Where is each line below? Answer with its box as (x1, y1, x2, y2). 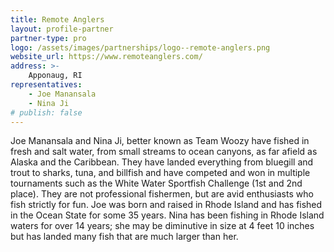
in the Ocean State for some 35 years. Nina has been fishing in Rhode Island (10, 209, 325, 221)
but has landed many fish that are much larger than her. (10, 231, 239, 243)
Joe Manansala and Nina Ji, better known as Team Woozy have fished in (10, 135, 310, 147)
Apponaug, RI (28, 71, 83, 81)
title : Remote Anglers (10, 14, 105, 25)
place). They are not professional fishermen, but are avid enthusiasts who (10, 188, 314, 200)
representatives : (10, 80, 83, 90)
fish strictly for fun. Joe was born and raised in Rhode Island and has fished (10, 199, 323, 211)
